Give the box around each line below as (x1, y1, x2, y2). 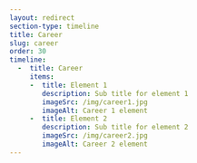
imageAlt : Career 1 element (42, 106, 148, 115)
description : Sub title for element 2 (42, 123, 189, 132)
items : (29, 72, 54, 81)
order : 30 (9, 47, 47, 56)
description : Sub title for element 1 (42, 89, 189, 98)
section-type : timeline (9, 22, 100, 31)
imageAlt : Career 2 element (42, 139, 148, 149)
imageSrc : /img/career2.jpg (42, 131, 148, 140)
